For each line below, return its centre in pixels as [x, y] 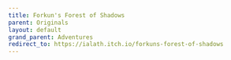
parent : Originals [38, 23]
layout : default [35, 30]
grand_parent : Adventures [50, 37]
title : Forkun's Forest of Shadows [67, 15]
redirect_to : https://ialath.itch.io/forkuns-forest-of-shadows [116, 44]
